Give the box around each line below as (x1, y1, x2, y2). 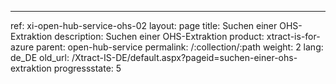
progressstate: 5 (53, 62, 122, 74)
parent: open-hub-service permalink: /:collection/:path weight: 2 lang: (36, 41, 324, 53)
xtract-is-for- (266, 31, 321, 42)
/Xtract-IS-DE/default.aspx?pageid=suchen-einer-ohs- (71, 52, 298, 63)
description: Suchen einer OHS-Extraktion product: (54, 31, 265, 42)
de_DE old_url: (10, 52, 70, 63)
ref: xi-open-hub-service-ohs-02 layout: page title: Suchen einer (10, 20, 278, 31)
